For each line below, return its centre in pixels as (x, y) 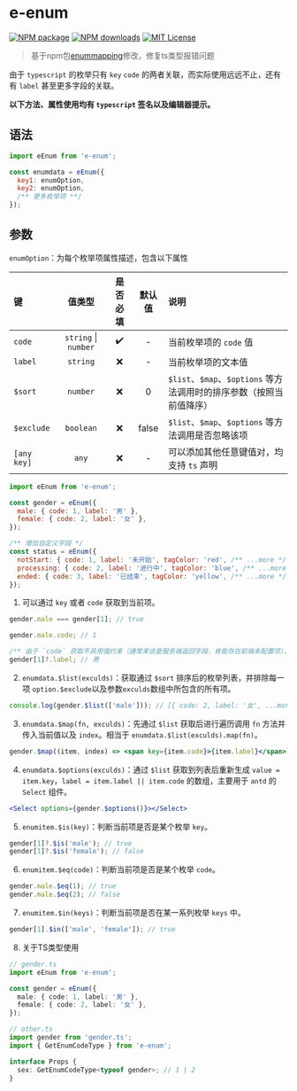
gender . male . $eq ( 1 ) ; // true (63, 886)
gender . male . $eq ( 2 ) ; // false (65, 895)
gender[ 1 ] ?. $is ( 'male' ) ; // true (71, 843)
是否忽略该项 (221, 435)
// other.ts (31, 1029)
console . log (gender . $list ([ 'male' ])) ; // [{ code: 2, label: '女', (135, 705)
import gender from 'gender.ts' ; (71, 1038)
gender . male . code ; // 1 (53, 635)
